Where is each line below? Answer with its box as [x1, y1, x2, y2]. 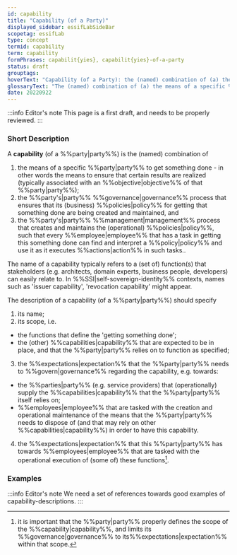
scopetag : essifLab [7, 30, 65, 37]
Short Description [7, 134, 70, 144]
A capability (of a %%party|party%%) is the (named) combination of [7, 150, 209, 158]
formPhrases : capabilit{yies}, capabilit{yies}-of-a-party [7, 57, 185, 64]
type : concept [7, 37, 49, 44]
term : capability [7, 50, 59, 57]
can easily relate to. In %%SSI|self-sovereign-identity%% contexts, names [7, 275, 225, 284]
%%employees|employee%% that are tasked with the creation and [17, 404, 213, 412]
